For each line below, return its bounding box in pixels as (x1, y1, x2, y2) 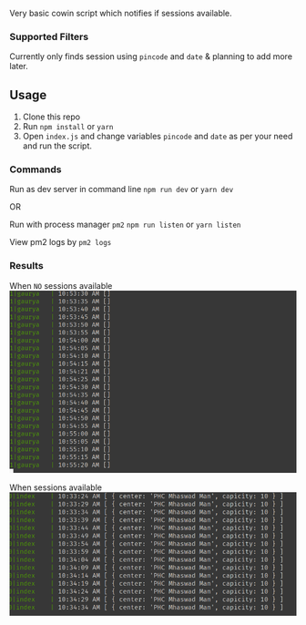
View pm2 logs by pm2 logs (9, 237, 112, 248)
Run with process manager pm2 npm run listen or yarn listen (9, 219, 241, 231)
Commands (9, 163, 62, 176)
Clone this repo (22, 111, 80, 122)
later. (9, 61, 29, 72)
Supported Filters (9, 30, 89, 43)
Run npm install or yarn (22, 121, 114, 132)
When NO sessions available (9, 280, 113, 291)
